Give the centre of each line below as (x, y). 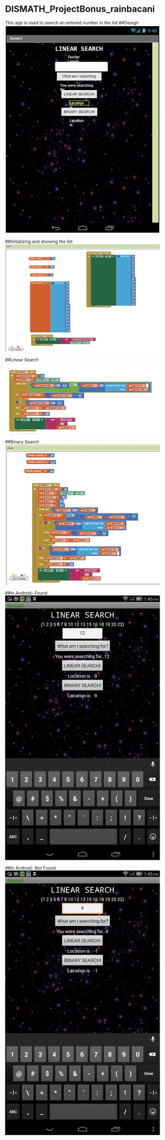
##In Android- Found (26, 593)
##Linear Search (22, 359)
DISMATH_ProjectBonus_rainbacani (80, 9)
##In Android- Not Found (30, 868)
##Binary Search (22, 441)
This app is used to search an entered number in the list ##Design (72, 23)
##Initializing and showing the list (39, 241)
